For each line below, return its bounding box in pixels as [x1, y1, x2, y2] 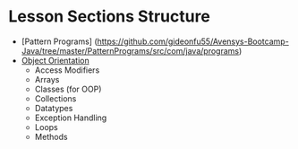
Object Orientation [21, 55, 90, 66]
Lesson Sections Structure [8, 6, 211, 27]
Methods [34, 131, 68, 142]
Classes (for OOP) [34, 83, 102, 94]
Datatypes [34, 102, 73, 113]
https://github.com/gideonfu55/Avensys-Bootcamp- [97, 36, 290, 47]
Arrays [34, 74, 60, 84]
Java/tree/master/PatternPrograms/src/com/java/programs [21, 45, 239, 56]
